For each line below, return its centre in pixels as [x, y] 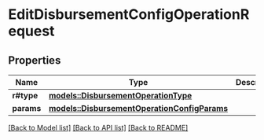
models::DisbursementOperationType [120, 96]
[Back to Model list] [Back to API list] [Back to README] [98, 128]
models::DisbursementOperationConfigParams [138, 108]
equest [31, 31]
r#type [25, 96]
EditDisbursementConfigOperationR [129, 15]
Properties [35, 60]
